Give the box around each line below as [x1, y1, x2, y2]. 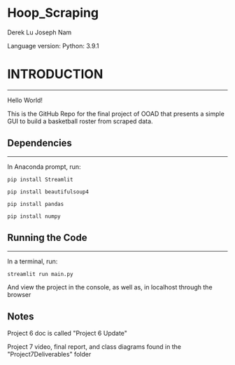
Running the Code [7, 232, 87, 244]
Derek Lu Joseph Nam [7, 28, 72, 36]
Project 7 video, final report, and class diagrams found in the [7, 343, 182, 351]
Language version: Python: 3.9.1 [7, 41, 99, 50]
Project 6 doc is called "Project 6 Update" [7, 329, 128, 338]
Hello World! [7, 96, 43, 104]
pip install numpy [7, 212, 61, 220]
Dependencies [7, 137, 72, 149]
